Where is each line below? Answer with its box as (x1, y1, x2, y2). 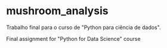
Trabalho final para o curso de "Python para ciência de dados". (6, 24, 161, 31)
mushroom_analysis (6, 4, 109, 18)
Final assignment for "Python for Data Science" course (6, 35, 141, 42)
